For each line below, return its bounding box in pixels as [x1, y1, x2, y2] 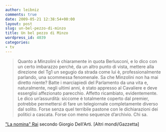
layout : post [5, 21, 33, 26]
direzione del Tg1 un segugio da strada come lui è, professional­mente [17, 68, 161, 75]
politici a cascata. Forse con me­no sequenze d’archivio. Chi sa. [17, 111, 148, 117]
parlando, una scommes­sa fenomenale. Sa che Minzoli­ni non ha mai [17, 74, 158, 80]
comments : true [5, 12, 37, 17]
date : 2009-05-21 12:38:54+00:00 [5, 16, 75, 21]
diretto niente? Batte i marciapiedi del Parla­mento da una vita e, [17, 79, 148, 85]
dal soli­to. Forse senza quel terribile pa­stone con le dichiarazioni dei [17, 106, 158, 112]
